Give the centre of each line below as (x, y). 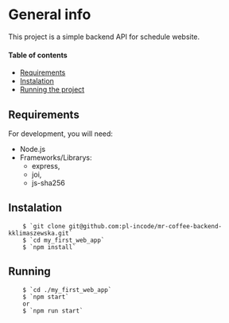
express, (46, 165)
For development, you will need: (61, 134)
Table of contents (38, 55)
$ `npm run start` (53, 311)
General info (50, 15)
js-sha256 (48, 183)
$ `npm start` (46, 297)
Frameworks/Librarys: (56, 158)
